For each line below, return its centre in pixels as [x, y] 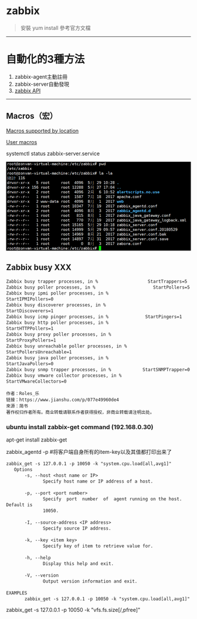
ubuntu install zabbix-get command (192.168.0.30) [80, 427]
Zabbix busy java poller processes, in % [57, 358]
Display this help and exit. [79, 564]
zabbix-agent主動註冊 [41, 76]
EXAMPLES [17, 593]
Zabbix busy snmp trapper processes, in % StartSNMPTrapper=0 [98, 370]
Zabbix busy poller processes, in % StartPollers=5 [98, 287]
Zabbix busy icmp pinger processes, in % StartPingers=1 [94, 317]
